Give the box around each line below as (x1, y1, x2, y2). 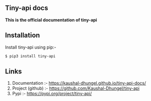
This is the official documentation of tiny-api (5, 17, 97, 23)
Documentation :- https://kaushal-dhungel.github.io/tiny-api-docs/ (12, 80, 147, 86)
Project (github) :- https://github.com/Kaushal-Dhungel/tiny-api (12, 85, 140, 91)
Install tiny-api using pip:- (5, 44, 57, 50)
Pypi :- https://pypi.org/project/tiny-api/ (12, 91, 92, 97)
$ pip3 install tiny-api (5, 53, 56, 58)
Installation (5, 31, 40, 40)
